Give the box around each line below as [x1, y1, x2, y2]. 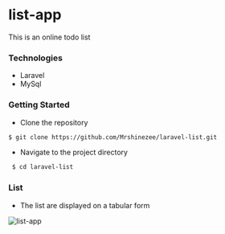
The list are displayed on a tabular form [19, 200, 150, 210]
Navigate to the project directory [19, 147, 129, 158]
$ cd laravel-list [11, 163, 74, 171]
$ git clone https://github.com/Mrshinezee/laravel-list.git [8, 133, 218, 142]
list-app [8, 6, 62, 24]
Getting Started [8, 99, 70, 110]
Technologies [8, 52, 63, 64]
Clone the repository [19, 117, 88, 127]
